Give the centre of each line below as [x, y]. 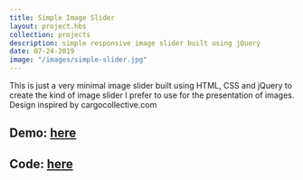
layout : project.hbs [48, 26]
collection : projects [50, 34]
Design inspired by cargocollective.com [83, 104]
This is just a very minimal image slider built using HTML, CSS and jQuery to [151, 85]
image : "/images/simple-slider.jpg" [78, 60]
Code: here [42, 164]
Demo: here [43, 133]
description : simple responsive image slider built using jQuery [135, 43]
